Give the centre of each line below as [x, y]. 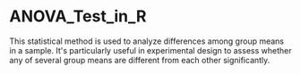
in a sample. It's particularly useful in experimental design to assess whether [150, 50]
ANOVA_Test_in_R [78, 16]
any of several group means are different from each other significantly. [140, 60]
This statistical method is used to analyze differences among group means [147, 41]
